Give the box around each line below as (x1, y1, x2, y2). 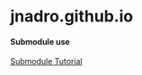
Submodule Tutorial (10, 56, 84, 67)
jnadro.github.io (10, 6, 134, 27)
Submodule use (10, 36, 70, 46)
